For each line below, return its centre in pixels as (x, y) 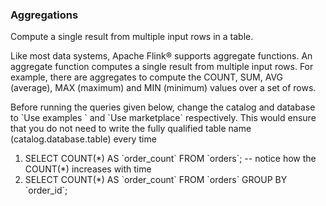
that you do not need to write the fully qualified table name (131, 129)
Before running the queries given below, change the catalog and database (163, 107)
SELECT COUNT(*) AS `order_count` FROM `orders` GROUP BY (156, 180)
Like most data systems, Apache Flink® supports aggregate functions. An (161, 56)
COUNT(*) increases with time (88, 169)
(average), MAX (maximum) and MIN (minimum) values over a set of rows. (163, 88)
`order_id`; (46, 190)
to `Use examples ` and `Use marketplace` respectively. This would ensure (163, 118)
